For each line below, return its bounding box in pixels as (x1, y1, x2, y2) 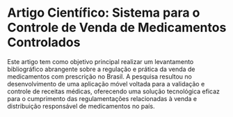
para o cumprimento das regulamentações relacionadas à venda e (7, 94, 198, 102)
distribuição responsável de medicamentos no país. (7, 102, 155, 110)
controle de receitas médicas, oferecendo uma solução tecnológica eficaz (7, 87, 220, 95)
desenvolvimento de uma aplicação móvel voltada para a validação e (7, 79, 205, 88)
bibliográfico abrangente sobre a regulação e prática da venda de (7, 65, 195, 73)
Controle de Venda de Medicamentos (7, 19, 227, 36)
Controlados (7, 35, 81, 50)
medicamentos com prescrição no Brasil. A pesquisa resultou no (7, 72, 193, 81)
